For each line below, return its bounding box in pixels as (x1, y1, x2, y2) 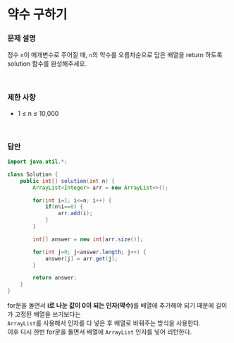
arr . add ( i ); (57, 210, 93, 217)
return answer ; (32, 275, 78, 282)
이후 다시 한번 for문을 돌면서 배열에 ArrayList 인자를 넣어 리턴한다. (7, 327, 192, 336)
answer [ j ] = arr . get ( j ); (44, 255, 118, 262)
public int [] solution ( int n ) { (20, 177, 115, 184)
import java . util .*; (7, 158, 68, 166)
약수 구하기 (7, 6, 68, 23)
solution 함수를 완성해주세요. (7, 59, 87, 68)
